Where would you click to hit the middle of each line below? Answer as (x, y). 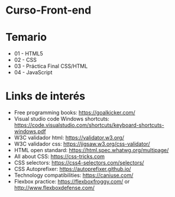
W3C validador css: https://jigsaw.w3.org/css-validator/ (82, 144)
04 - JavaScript (33, 73)
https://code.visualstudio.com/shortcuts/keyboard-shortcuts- (89, 125)
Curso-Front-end (48, 10)
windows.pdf (30, 132)
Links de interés (46, 96)
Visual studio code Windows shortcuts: (62, 119)
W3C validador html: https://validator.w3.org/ (69, 138)
